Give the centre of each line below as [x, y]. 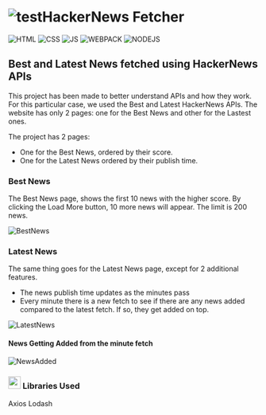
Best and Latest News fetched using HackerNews [133, 64]
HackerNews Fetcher [114, 17]
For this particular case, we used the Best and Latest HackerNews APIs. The [133, 104]
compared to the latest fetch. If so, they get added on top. [114, 310]
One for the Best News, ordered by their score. [96, 152]
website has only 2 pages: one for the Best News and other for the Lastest [130, 112]
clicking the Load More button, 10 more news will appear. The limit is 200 [128, 207]
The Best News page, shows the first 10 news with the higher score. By [125, 198]
